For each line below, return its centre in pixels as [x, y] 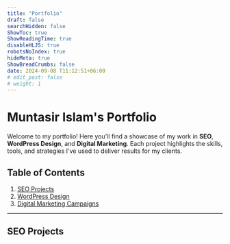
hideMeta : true [29, 58]
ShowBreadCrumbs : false [41, 64]
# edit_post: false [35, 77]
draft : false [26, 20]
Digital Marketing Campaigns [58, 204]
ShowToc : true [27, 33]
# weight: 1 [24, 84]
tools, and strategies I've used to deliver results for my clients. [95, 151]
